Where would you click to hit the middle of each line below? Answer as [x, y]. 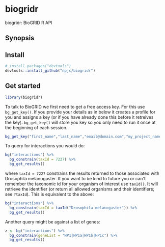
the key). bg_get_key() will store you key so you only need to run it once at [80, 122]
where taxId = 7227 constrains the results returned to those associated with [82, 173]
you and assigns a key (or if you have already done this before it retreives [79, 117]
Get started [23, 86]
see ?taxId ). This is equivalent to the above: [50, 194]
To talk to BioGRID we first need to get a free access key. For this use [75, 107]
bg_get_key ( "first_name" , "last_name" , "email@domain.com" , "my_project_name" [84, 137]
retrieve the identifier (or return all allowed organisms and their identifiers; [80, 189]
